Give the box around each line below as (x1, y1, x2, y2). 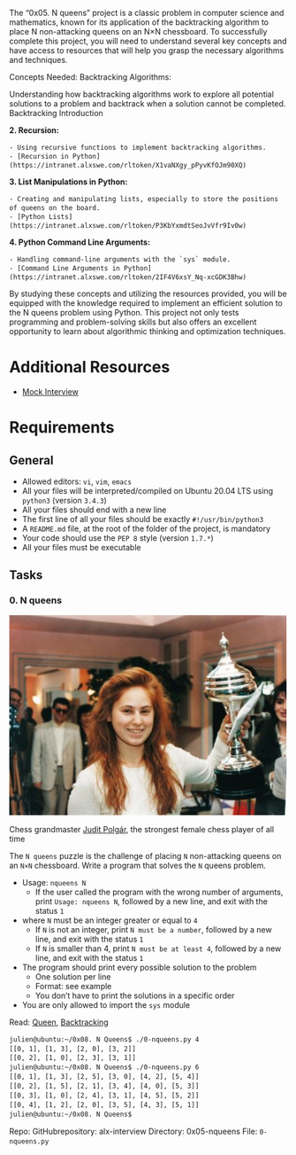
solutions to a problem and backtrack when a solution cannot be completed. (9, 98, 286, 109)
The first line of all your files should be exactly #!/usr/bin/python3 (21, 513, 264, 524)
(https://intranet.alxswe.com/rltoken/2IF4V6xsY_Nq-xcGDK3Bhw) (9, 273, 247, 282)
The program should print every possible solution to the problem (21, 962, 257, 972)
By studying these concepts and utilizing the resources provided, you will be (9, 288, 287, 299)
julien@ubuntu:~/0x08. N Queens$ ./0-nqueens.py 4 (9, 1034, 200, 1044)
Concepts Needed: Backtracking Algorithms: (9, 72, 172, 82)
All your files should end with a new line (21, 504, 167, 515)
